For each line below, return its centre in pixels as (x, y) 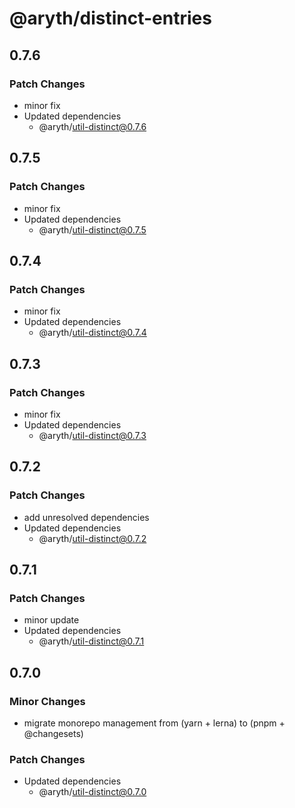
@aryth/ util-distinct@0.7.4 (92, 333)
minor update (51, 620)
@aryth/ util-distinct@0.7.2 (92, 538)
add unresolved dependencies (86, 517)
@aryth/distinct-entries (110, 18)
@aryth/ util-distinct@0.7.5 (92, 229)
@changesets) (53, 733)
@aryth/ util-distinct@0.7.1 (91, 641)
